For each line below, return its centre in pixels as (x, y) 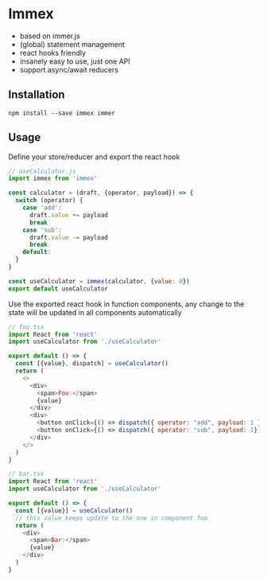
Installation (37, 95)
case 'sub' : (42, 230)
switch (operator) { (49, 201)
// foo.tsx (26, 327)
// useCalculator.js (43, 171)
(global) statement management (72, 44)
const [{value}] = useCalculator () (74, 510)
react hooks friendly (52, 53)
